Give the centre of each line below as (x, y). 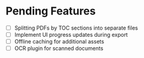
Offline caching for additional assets (59, 42)
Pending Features (51, 11)
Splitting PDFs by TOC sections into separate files (76, 28)
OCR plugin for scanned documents (59, 48)
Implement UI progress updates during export (71, 35)
